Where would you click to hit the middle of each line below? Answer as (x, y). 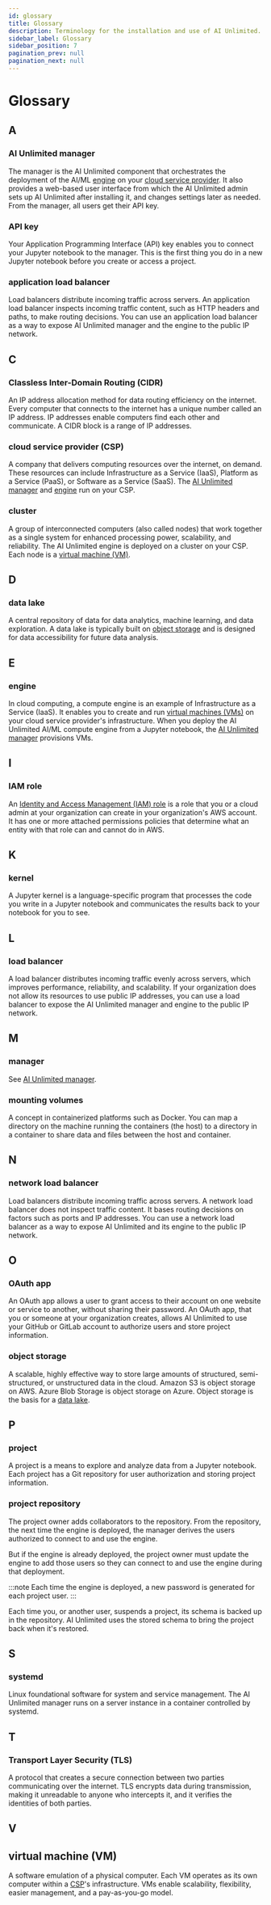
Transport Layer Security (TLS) (71, 1760)
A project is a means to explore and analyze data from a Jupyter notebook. (132, 1466)
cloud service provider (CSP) (66, 447)
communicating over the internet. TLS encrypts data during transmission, (130, 1786)
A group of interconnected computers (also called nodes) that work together (135, 528)
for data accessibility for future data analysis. (83, 637)
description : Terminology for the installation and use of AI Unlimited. (135, 31)
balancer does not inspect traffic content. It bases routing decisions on (126, 1209)
